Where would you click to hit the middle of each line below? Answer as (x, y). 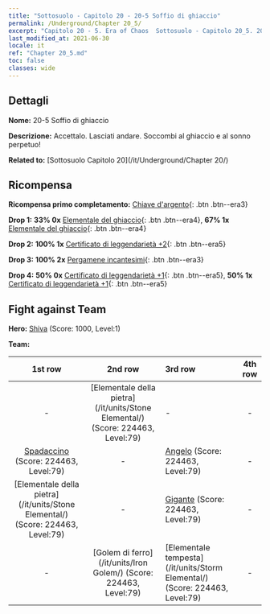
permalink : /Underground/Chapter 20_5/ (75, 23)
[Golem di (111, 553)
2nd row (123, 369)
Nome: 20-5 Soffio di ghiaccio (59, 120)
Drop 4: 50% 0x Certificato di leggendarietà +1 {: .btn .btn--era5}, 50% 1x (131, 275)
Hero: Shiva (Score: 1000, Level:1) (64, 329)
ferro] (143, 553)
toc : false (27, 61)
